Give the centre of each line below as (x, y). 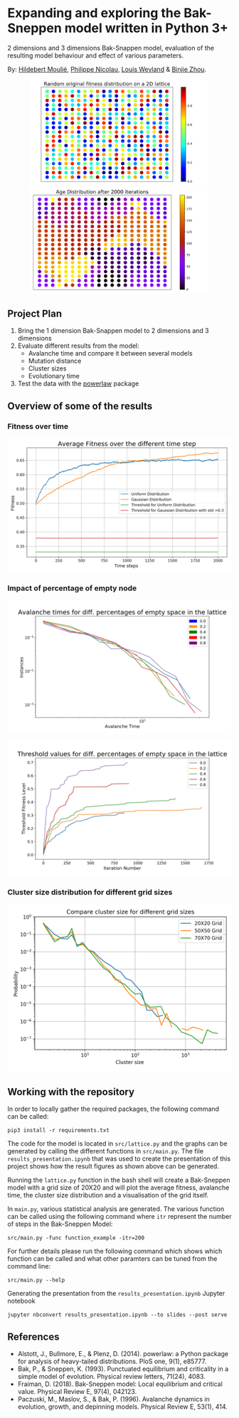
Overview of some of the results (80, 406)
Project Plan (35, 314)
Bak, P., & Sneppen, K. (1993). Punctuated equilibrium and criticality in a (123, 1369)
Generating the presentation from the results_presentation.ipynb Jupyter (116, 1294)
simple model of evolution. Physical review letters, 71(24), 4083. (112, 1376)
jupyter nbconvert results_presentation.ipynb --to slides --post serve (117, 1315)
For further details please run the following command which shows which (115, 1251)
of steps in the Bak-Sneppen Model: (60, 1224)
